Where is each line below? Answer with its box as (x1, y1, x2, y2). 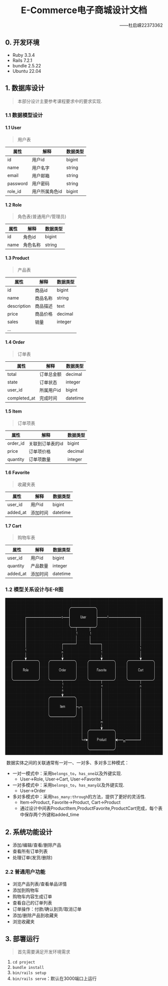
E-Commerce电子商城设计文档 (20, 5, 147, 16)
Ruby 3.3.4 (12, 52, 35, 58)
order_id (7, 440, 25, 446)
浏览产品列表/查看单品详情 (12, 880, 67, 887)
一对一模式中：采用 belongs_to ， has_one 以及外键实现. (12, 770, 122, 776)
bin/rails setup (12, 970, 46, 975)
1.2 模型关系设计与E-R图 (5, 586, 63, 593)
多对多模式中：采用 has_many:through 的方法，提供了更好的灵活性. (12, 794, 146, 800)
